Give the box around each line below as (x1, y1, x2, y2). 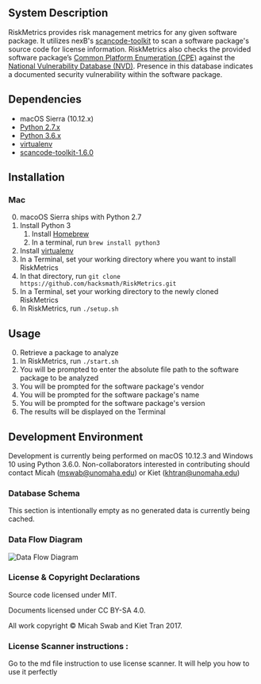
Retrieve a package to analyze (19, 348, 119, 357)
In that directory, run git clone (19, 272, 121, 281)
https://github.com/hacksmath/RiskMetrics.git (19, 280, 177, 288)
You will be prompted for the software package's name (19, 390, 200, 400)
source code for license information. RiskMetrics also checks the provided (8, 44, 251, 54)
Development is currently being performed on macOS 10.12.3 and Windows (8, 450, 254, 460)
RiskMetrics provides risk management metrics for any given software (8, 27, 238, 37)
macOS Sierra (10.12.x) (19, 114, 94, 123)
